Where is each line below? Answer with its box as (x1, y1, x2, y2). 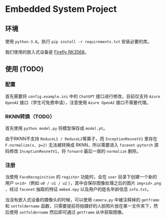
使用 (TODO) (5, 65, 44, 73)
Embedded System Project (5, 3, 117, 15)
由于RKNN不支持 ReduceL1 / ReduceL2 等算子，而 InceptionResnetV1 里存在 (5, 135, 158, 142)
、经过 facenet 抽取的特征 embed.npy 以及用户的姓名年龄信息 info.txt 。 (5, 186, 152, 192)
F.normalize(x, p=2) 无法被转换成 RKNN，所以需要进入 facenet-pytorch (5, 142, 153, 148)
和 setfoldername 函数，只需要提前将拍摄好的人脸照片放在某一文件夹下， (5, 203, 154, 209)
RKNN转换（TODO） (5, 113, 55, 120)
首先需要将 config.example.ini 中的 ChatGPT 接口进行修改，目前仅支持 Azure (5, 93, 161, 99)
